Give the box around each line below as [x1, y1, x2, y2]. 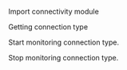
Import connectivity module [8, 7, 100, 16]
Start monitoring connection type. [8, 37, 120, 47]
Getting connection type [8, 22, 89, 31]
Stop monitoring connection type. [8, 53, 119, 62]
